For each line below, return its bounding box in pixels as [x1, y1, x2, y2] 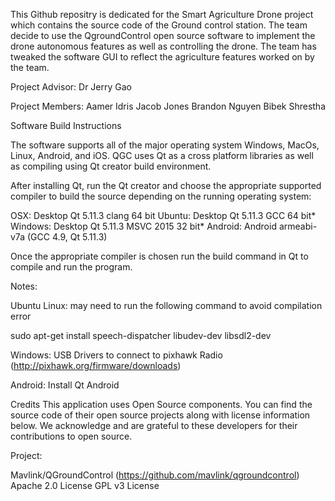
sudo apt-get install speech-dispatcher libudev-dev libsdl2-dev [10, 330, 272, 341]
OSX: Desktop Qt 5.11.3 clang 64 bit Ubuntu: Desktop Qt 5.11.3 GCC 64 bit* [10, 210, 317, 221]
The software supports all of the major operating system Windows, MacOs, [10, 139, 320, 151]
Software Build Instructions [10, 120, 122, 131]
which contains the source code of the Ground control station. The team [10, 19, 308, 31]
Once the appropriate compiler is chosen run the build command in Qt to [10, 250, 309, 262]
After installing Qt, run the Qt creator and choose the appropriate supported [10, 180, 322, 191]
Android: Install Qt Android [10, 379, 120, 391]
